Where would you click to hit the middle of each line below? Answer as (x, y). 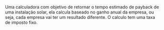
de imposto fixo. (21, 22)
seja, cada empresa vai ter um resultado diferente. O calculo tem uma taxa (80, 17)
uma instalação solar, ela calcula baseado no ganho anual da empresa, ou (80, 12)
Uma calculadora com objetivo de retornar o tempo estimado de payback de (82, 7)
